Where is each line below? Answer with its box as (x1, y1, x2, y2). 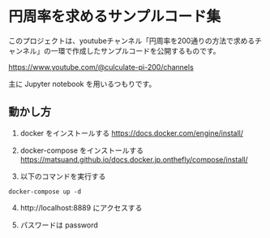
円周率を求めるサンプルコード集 (8, 7, 221, 26)
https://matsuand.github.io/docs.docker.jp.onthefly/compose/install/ (19, 154, 249, 164)
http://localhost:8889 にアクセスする (19, 202, 143, 212)
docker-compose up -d (8, 188, 82, 196)
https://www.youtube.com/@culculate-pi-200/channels (8, 62, 195, 71)
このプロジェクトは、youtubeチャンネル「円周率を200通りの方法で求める (8, 36, 255, 45)
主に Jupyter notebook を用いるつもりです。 (8, 79, 156, 89)
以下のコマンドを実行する (19, 171, 106, 181)
